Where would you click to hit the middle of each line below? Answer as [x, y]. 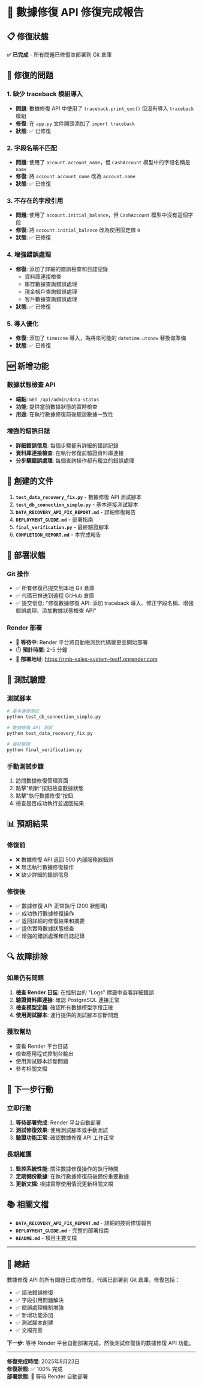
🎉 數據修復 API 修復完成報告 [76, 12]
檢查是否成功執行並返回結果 [50, 803]
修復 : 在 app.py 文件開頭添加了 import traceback [75, 123]
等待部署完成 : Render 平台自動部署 [58, 1122]
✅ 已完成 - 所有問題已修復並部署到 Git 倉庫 [59, 54]
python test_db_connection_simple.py [54, 717]
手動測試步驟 [25, 766]
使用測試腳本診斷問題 [42, 1061]
